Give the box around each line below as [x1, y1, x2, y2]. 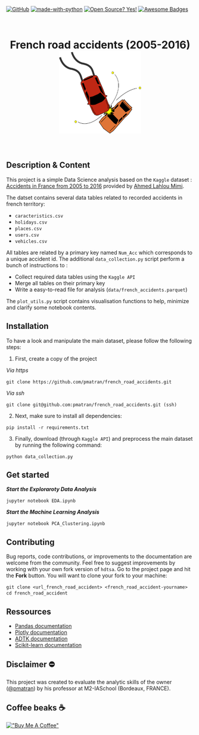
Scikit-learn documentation [14, 642, 82, 648]
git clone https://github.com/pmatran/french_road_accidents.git [6, 379, 172, 385]
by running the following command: [14, 441, 102, 449]
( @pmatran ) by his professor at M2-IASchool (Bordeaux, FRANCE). [6, 685, 171, 692]
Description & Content [6, 160, 91, 170]
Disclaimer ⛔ [6, 660, 55, 670]
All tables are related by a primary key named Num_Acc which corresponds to [6, 249, 192, 256]
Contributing [6, 537, 55, 547]
